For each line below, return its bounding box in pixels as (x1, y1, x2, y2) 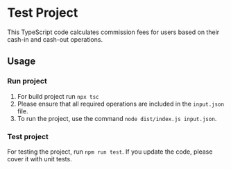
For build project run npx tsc (17, 92, 99, 100)
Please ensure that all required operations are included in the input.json (17, 99, 224, 108)
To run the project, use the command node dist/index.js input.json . (17, 114, 217, 122)
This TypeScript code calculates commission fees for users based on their (7, 28, 220, 36)
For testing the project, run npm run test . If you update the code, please (7, 147, 213, 156)
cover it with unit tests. (7, 154, 72, 163)
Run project (7, 77, 47, 86)
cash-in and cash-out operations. (7, 35, 103, 43)
